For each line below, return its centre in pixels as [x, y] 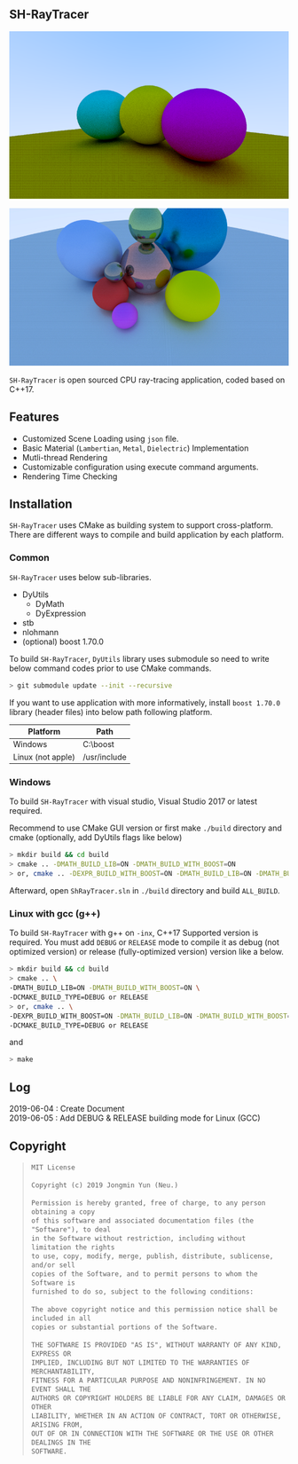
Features [34, 417]
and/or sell [53, 1265]
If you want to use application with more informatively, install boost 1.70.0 [145, 702]
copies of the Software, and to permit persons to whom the [144, 1274]
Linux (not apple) [44, 757]
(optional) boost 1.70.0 [63, 641]
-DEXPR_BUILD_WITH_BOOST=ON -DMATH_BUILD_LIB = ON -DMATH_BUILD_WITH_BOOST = [150, 1016]
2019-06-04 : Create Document [67, 1109]
